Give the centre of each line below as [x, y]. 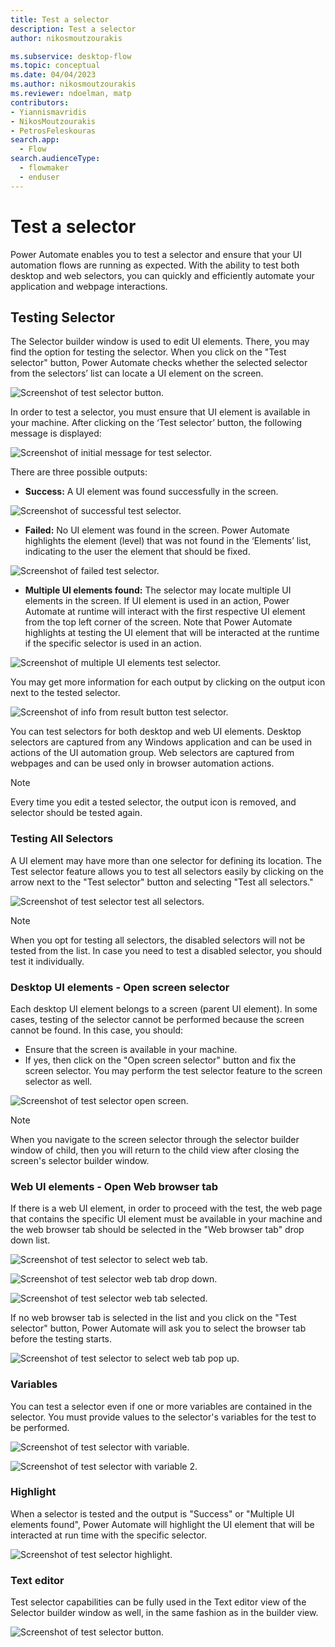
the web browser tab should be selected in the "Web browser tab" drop [157, 1230]
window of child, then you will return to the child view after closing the [155, 1150]
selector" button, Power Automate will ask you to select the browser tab [158, 1328]
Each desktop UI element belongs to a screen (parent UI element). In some [164, 1008]
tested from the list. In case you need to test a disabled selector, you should [166, 950]
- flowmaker [44, 168]
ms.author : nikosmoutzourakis [73, 84]
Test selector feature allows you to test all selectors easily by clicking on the [167, 871]
